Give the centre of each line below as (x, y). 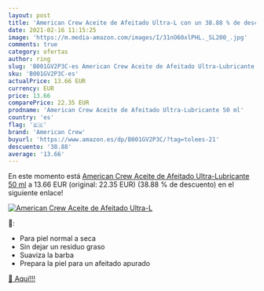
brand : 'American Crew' (47, 132)
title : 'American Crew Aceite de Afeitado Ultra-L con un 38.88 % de (125, 23)
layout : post (29, 15)
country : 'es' (31, 118)
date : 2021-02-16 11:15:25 (52, 30)
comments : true (33, 45)
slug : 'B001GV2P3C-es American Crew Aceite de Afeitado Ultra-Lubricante (132, 67)
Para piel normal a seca (58, 238)
